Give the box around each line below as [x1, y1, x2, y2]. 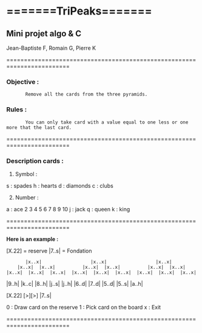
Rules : [6, 105, 27, 114]
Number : [15, 194, 39, 201]
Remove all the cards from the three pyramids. [25, 91, 148, 97]
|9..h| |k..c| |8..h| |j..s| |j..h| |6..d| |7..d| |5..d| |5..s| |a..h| [6, 280, 144, 287]
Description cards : [6, 156, 64, 165]
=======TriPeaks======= [6, 4, 153, 18]
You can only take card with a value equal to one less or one [25, 119, 189, 125]
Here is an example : [6, 235, 59, 243]
